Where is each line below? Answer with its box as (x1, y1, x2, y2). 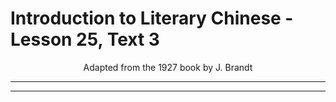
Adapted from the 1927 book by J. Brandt (83, 61, 253, 73)
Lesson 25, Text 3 (10, 28, 160, 51)
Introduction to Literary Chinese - (10, 7, 294, 30)
